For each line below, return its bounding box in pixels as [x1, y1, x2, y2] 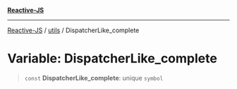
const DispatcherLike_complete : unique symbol [24, 74, 164, 82]
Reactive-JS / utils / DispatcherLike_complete [7, 26, 140, 34]
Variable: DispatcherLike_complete [7, 50, 217, 67]
